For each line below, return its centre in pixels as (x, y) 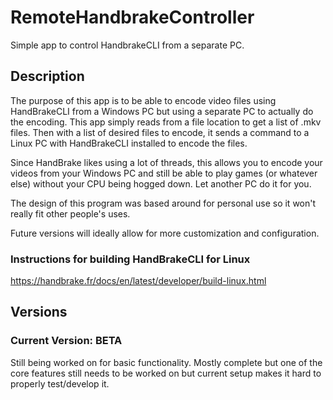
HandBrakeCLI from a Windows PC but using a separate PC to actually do (162, 111)
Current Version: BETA (66, 341)
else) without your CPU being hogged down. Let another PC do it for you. (161, 183)
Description (47, 76)
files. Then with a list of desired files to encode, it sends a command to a (160, 132)
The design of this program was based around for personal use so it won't (163, 203)
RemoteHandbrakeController (132, 17)
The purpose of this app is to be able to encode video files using (143, 100)
